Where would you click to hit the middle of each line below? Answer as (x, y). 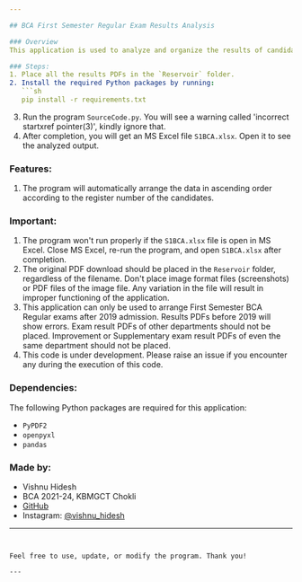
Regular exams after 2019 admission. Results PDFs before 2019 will (147, 317)
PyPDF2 (35, 426)
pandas (35, 445)
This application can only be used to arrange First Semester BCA (142, 307)
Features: (31, 169)
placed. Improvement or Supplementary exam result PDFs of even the (151, 336)
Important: (33, 221)
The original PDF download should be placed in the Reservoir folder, (149, 269)
